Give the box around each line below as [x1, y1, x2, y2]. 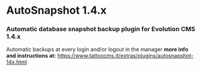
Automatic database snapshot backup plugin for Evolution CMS [6, 25, 196, 33]
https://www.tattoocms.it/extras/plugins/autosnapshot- [57, 52, 194, 60]
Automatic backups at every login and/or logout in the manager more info [6, 46, 188, 53]
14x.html [6, 58, 27, 66]
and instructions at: [6, 52, 56, 60]
